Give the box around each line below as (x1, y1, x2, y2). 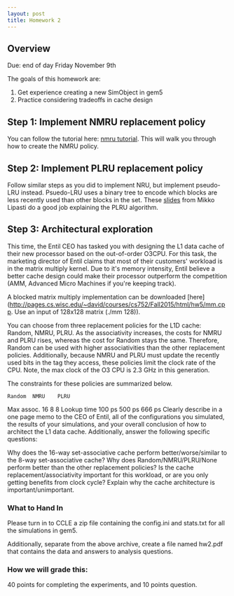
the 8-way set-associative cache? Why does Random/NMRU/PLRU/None (7, 455, 218, 464)
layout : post (7, 10, 46, 17)
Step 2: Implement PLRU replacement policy (7, 162, 203, 174)
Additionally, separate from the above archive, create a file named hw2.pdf (7, 540, 223, 548)
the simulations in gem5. (7, 526, 78, 535)
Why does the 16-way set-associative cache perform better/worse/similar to (7, 448, 228, 457)
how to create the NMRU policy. (7, 142, 99, 150)
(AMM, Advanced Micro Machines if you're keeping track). (7, 279, 177, 288)
